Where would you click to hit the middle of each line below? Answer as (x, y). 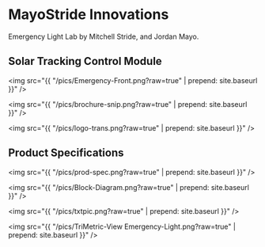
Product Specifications (66, 153)
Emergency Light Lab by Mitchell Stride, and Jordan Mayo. (104, 36)
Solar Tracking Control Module (85, 61)
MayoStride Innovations (89, 15)
